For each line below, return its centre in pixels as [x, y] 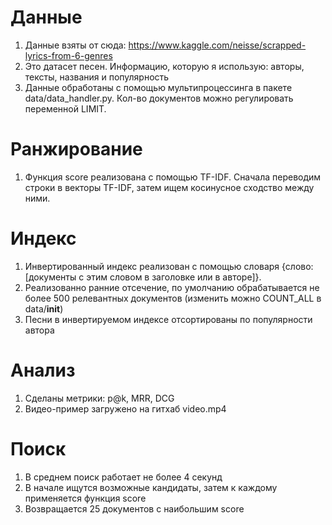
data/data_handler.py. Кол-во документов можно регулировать [159, 98]
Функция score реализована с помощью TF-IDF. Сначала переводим [173, 177]
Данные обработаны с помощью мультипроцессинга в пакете [158, 87]
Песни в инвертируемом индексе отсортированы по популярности [168, 319]
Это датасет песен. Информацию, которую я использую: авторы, [164, 66]
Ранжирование [76, 149]
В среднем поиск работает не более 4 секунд [123, 477]
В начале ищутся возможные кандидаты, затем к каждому [151, 487]
